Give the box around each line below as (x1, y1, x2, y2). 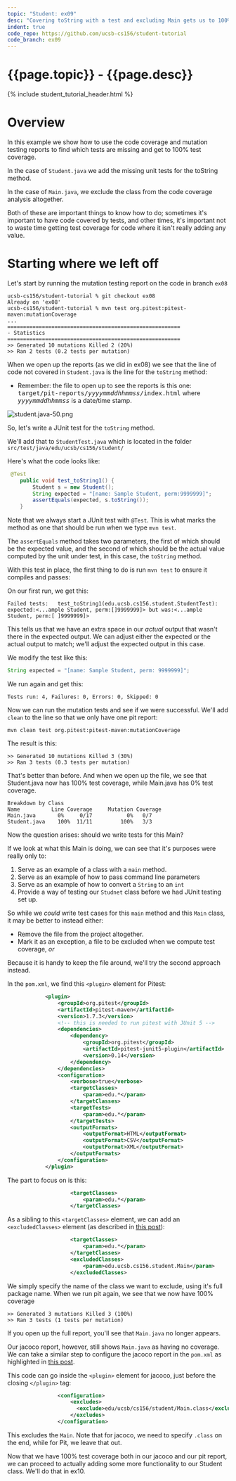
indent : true (7, 23, 46, 30)
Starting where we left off (7, 256, 159, 271)
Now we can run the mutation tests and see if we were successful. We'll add (7, 706, 228, 714)
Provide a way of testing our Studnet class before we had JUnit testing (17, 887, 222, 897)
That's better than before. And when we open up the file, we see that (7, 771, 207, 780)
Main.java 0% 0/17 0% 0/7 (7, 812, 152, 819)
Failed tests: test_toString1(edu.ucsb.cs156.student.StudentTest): (7, 601, 218, 608)
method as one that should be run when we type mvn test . (7, 523, 177, 532)
